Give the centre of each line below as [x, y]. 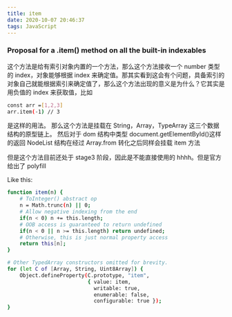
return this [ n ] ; [43, 244]
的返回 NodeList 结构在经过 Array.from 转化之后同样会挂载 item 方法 [104, 143]
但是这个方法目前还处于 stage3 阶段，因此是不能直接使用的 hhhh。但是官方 [115, 157]
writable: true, [117, 288]
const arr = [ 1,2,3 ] [35, 105]
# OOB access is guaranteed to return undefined [91, 225]
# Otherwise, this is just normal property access [94, 237]
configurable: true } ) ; [128, 301]
